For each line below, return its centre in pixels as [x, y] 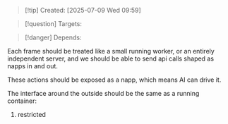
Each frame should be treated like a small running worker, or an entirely [111, 51]
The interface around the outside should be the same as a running [103, 93]
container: [22, 101]
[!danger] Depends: [53, 37]
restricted [31, 114]
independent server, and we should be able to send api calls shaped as [110, 58]
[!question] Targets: [53, 24]
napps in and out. [33, 66]
